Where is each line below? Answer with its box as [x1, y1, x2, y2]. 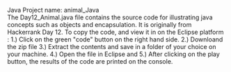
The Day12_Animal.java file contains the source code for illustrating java [7, 13, 214, 21]
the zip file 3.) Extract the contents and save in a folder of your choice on [7, 43, 216, 51]
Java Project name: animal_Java [7, 6, 99, 14]
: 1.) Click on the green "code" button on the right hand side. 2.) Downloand [7, 35, 223, 44]
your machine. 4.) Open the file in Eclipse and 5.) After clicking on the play [7, 50, 221, 58]
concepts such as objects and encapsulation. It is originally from [7, 21, 192, 28]
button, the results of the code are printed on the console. [7, 57, 173, 65]
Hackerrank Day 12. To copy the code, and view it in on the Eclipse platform [7, 28, 224, 36]
